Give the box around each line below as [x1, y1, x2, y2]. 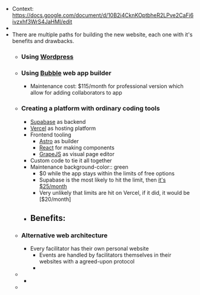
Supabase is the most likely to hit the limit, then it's [39, 176, 166, 183]
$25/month [39, 182, 67, 190]
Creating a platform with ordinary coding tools [21, 104, 161, 113]
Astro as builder [39, 137, 79, 144]
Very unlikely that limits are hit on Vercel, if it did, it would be [39, 189, 190, 196]
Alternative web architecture [21, 231, 108, 239]
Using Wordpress [21, 52, 74, 61]
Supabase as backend [30, 118, 86, 125]
